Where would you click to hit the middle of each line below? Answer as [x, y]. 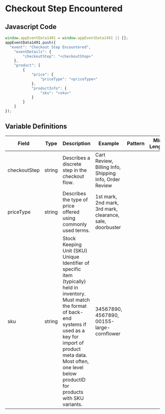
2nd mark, [107, 203]
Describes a [76, 158]
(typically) [74, 281]
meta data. [75, 355]
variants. [72, 404]
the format [75, 306]
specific [72, 269]
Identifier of [76, 263]
